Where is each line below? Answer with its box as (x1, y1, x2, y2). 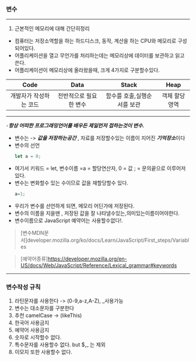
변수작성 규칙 (6, 283, 41, 291)
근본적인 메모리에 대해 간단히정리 (14, 25, 90, 32)
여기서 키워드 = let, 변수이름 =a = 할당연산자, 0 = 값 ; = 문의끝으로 (14, 165, 166, 172)
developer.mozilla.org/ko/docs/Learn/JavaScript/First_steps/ (27, 237, 173, 244)
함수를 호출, (106, 92, 136, 100)
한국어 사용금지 (14, 320, 50, 327)
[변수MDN (20, 230, 44, 237)
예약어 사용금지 (14, 327, 50, 334)
